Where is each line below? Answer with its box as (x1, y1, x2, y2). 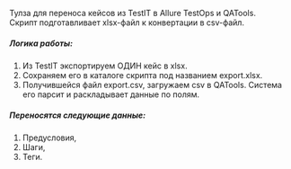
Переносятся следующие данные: (9, 110, 146, 120)
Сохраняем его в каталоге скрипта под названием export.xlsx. (22, 69, 263, 80)
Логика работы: (9, 38, 74, 49)
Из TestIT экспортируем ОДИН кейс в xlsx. (22, 60, 188, 71)
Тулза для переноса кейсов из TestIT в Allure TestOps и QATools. (9, 8, 256, 18)
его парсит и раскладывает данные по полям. (22, 89, 200, 100)
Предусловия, (22, 132, 77, 143)
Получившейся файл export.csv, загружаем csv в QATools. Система (22, 79, 283, 90)
